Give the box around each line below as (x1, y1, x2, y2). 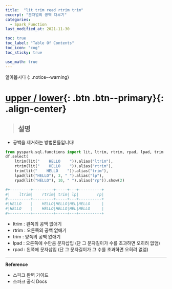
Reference (5, 261, 28, 268)
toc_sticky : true (5, 50, 42, 55)
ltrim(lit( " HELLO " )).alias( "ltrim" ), (14, 159, 114, 164)
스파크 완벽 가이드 (12, 272, 49, 278)
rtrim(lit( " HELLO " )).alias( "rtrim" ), (14, 164, 114, 169)
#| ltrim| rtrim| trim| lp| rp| (5, 192, 104, 197)
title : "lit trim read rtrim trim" (5, 7, 83, 13)
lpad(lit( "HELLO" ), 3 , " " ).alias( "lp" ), (14, 173, 104, 178)
